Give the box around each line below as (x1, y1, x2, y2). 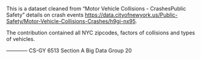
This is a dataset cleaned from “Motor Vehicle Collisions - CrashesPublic (6, 5, 187, 12)
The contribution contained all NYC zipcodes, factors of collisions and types (6, 29, 196, 36)
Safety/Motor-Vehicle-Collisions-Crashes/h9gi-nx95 (6, 18, 136, 24)
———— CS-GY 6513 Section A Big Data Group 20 (6, 47, 132, 54)
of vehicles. (6, 36, 35, 42)
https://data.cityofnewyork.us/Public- (84, 11, 178, 18)
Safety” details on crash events (6, 11, 84, 18)
